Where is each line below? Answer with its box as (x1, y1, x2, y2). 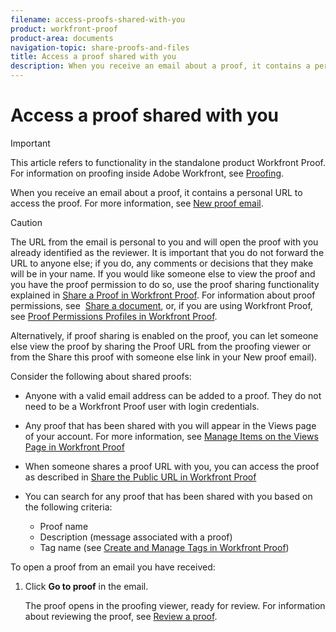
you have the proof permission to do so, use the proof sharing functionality (10, 278, 320, 290)
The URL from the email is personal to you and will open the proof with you (10, 236, 319, 248)
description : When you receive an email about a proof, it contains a (10, 61, 311, 71)
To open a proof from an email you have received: (10, 561, 216, 573)
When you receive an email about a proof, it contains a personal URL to (10, 186, 303, 198)
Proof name (39, 520, 89, 532)
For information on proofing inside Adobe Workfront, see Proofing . (10, 167, 285, 179)
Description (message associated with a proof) (39, 531, 233, 543)
